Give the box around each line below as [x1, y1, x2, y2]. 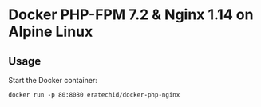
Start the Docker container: [8, 76, 97, 85]
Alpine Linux [8, 22, 93, 41]
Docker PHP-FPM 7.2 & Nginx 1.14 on [8, 6, 254, 24]
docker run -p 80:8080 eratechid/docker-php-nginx [8, 91, 180, 99]
